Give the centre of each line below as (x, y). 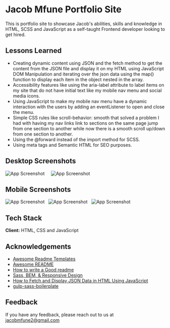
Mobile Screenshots (38, 189)
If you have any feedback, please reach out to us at (60, 315)
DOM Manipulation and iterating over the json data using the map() (83, 74)
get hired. (15, 34)
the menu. (23, 112)
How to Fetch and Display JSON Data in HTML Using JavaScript (80, 281)
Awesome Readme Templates (44, 259)
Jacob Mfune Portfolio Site (63, 9)
